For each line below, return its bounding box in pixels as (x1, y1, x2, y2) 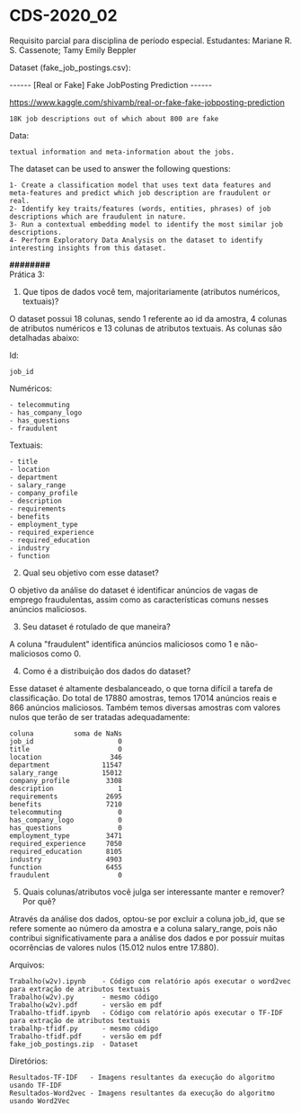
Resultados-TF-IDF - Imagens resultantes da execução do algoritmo (9, 1073, 276, 1082)
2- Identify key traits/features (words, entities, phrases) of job (9, 204, 271, 213)
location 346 (9, 752, 123, 761)
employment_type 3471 (9, 831, 123, 841)
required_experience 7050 (9, 839, 123, 848)
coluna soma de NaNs (9, 729, 123, 738)
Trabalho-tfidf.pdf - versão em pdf (9, 1031, 164, 1041)
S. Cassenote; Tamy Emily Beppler (9, 44, 137, 55)
